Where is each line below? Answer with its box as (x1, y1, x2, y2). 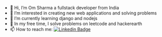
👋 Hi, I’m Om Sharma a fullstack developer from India (9, 5, 119, 10)
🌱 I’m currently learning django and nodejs (9, 15, 97, 21)
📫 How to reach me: (9, 26, 53, 32)
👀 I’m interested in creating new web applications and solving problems (9, 10, 157, 16)
